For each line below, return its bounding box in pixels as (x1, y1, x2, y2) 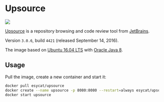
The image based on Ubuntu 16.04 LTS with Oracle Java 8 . (5, 47, 123, 52)
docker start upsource (5, 92, 51, 97)
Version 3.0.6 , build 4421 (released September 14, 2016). (5, 37, 119, 43)
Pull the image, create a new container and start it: (5, 74, 106, 80)
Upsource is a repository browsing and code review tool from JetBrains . (5, 28, 150, 34)
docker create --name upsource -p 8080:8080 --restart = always (5, 88, 134, 93)
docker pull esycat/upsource (5, 83, 64, 88)
